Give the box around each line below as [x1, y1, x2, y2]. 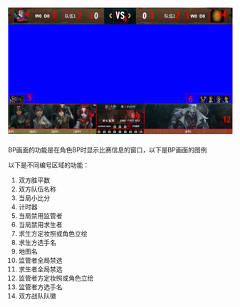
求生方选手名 [18, 239, 56, 247]
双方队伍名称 [18, 185, 56, 194]
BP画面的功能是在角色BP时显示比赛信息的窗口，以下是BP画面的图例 [8, 146, 207, 155]
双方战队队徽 [18, 292, 56, 301]
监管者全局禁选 [18, 256, 63, 265]
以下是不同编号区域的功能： [8, 161, 90, 170]
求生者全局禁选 [18, 265, 63, 274]
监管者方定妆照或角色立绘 [18, 274, 94, 283]
